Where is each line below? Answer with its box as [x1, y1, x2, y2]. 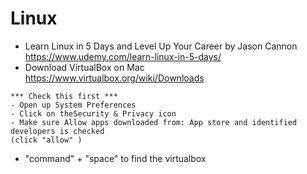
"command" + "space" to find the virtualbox [24, 152, 207, 164]
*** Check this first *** [10, 91, 118, 101]
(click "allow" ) [10, 135, 83, 145]
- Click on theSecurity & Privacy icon [10, 108, 177, 119]
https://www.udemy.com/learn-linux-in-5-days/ [24, 50, 222, 62]
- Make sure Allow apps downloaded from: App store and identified [10, 117, 298, 127]
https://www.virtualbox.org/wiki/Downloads [24, 72, 205, 84]
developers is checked [10, 126, 105, 136]
